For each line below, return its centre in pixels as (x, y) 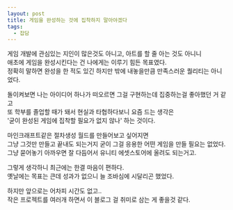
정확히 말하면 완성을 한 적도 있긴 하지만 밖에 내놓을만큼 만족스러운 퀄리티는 (109, 71)
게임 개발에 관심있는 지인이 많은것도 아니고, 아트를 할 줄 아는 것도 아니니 (104, 54)
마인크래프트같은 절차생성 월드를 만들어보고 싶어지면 (78, 136)
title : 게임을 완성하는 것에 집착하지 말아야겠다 (67, 20)
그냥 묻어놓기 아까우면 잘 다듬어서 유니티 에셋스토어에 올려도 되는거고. (102, 153)
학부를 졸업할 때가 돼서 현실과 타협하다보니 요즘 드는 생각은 (94, 112)
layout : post (26, 14)
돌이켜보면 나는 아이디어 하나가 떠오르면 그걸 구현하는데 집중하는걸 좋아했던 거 (113, 95)
